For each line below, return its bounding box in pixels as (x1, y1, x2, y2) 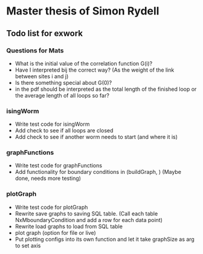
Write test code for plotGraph (14, 203, 88, 211)
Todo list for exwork (6, 28, 83, 39)
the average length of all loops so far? (14, 91, 110, 99)
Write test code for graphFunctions (14, 162, 103, 169)
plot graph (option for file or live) (14, 229, 97, 236)
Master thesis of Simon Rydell (6, 4, 159, 18)
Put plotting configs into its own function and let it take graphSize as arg (14, 235, 195, 243)
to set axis (14, 242, 41, 249)
